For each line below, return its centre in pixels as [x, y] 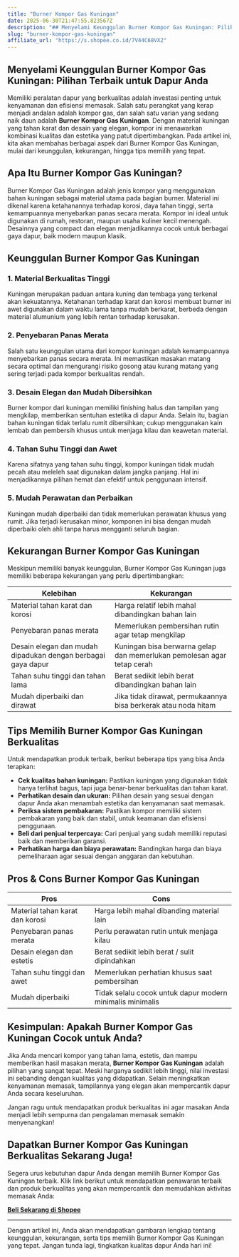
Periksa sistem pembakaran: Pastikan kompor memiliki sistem [110, 811]
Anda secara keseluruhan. [46, 1093]
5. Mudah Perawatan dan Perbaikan [70, 498]
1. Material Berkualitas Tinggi [59, 279]
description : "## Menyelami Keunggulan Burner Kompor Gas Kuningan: [111, 27]
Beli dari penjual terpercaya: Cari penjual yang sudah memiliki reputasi [122, 834]
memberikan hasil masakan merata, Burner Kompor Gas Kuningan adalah [116, 1063]
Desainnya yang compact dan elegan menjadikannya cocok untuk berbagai [118, 228]
